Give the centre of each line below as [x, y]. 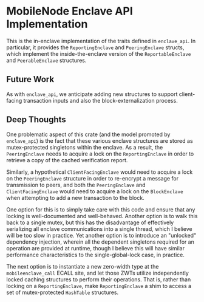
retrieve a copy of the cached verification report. [67, 160]
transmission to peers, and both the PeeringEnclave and [76, 185]
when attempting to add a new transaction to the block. [75, 197]
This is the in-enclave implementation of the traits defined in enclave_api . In [101, 41]
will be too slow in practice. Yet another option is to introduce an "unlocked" [101, 235]
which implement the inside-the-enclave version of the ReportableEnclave [99, 53]
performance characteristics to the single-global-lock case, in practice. [96, 255]
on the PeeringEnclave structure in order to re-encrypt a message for [93, 178]
